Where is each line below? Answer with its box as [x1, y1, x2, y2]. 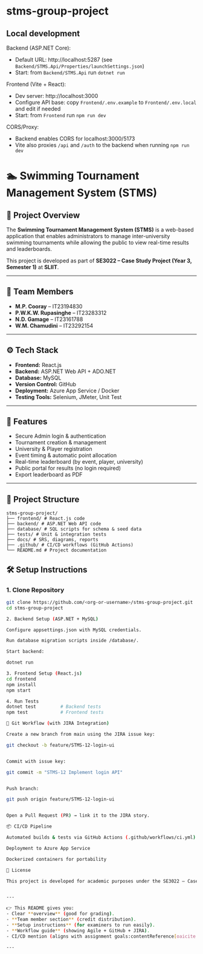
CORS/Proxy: [6, 123, 39, 131]
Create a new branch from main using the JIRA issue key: [6, 732, 155, 738]
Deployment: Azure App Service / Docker [14, 387, 120, 394]
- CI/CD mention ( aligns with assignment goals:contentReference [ [6, 933, 177, 939]
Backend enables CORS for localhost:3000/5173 [14, 135, 135, 142]
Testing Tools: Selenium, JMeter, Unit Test [14, 393, 122, 400]
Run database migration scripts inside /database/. [6, 638, 139, 644]
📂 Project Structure [6, 494, 80, 504]
